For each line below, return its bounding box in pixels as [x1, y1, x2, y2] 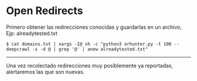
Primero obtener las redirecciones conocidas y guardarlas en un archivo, [6, 23, 182, 31]
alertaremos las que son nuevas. [6, 68, 85, 75]
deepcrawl [6, 46, 30, 52]
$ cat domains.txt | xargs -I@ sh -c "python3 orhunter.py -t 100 [6, 41, 172, 47]
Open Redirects [6, 4, 83, 18]
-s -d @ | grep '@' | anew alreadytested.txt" [32, 46, 148, 52]
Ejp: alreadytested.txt [6, 29, 57, 36]
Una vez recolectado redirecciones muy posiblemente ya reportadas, [6, 62, 174, 69]
